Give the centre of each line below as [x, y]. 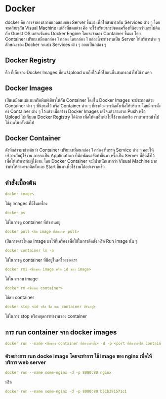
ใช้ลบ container [20, 298]
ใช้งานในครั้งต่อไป [20, 122]
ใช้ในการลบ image [21, 279]
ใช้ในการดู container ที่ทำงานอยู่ [33, 222]
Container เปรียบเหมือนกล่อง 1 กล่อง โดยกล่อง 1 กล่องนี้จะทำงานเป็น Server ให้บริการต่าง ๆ [83, 39]
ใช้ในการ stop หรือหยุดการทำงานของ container [46, 316]
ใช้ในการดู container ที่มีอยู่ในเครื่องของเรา [41, 260]
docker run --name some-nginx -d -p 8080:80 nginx [58, 373]
